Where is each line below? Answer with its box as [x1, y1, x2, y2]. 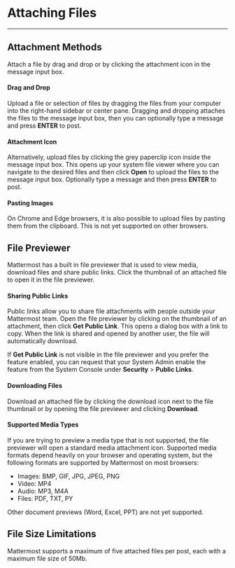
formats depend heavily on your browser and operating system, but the [7, 450, 213, 459]
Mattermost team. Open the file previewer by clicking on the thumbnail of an [7, 314, 227, 323]
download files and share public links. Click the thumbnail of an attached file [7, 268, 227, 277]
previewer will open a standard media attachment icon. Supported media [7, 443, 217, 452]
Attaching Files [7, 5, 97, 21]
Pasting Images [7, 198, 54, 207]
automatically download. [7, 337, 78, 345]
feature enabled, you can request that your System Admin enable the [7, 358, 206, 366]
